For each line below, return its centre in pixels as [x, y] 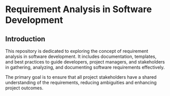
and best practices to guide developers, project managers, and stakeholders [85, 62]
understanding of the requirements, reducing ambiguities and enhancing [81, 83]
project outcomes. [24, 88]
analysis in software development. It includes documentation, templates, [81, 56]
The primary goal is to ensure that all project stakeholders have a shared [81, 77]
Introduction [25, 39]
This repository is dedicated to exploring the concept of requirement [77, 51]
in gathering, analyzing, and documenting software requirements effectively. [85, 67]
